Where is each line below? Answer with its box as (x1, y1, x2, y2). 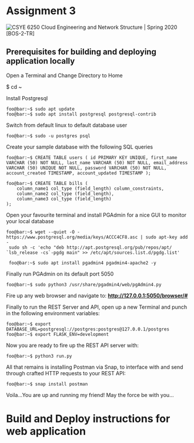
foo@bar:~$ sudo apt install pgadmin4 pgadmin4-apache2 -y (8, 260, 157, 266)
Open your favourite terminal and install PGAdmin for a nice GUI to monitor (6, 211, 187, 219)
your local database (6, 217, 54, 224)
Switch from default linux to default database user (6, 121, 128, 128)
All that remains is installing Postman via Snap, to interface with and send (6, 363, 183, 371)
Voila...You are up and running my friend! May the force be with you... (6, 391, 175, 398)
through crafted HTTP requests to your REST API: (6, 369, 126, 376)
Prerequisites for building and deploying (6, 47, 157, 57)
